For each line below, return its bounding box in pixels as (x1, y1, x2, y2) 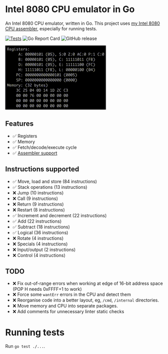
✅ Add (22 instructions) (12, 218, 62, 224)
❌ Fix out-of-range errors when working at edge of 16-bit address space (12, 280, 163, 286)
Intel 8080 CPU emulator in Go (5, 4, 135, 15)
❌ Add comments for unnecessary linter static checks (12, 309, 124, 315)
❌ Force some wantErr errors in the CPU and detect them (12, 291, 131, 297)
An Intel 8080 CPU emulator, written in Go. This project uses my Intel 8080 (5, 20, 160, 26)
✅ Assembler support (12, 150, 58, 156)
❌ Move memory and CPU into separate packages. (12, 303, 118, 309)
